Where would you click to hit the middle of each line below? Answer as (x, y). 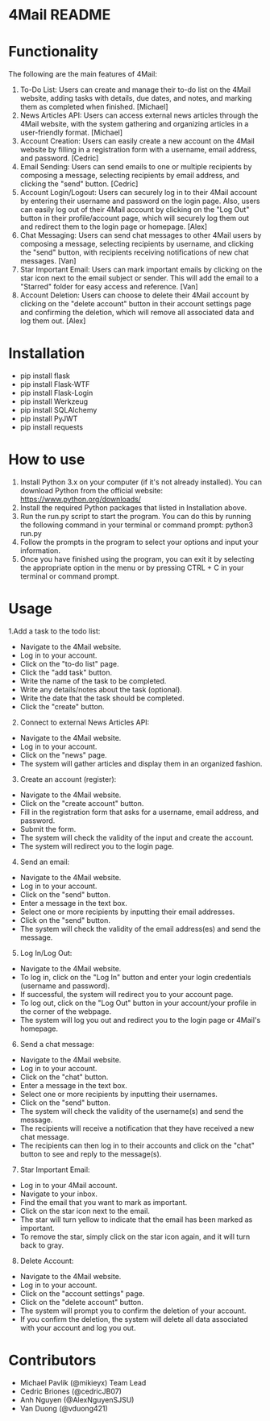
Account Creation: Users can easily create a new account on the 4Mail (137, 141)
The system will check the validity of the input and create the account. (137, 837)
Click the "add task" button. (66, 672)
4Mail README (60, 15)
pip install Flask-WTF (55, 384)
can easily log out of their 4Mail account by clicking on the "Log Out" (135, 210)
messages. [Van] (48, 261)
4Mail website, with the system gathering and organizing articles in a (134, 124)
